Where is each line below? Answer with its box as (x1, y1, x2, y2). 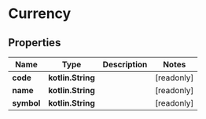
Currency (8, 5, 72, 23)
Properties (8, 36, 61, 49)
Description (102, 59, 148, 70)
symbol (12, 98, 41, 108)
